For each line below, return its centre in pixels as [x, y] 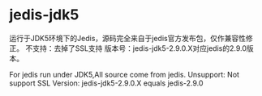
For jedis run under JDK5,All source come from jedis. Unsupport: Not [125, 74]
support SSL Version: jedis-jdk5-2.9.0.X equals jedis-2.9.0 [106, 83]
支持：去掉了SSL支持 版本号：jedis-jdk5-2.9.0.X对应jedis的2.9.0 [139, 48]
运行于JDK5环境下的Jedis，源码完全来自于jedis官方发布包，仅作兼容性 [128, 38]
